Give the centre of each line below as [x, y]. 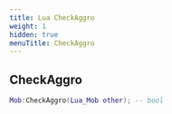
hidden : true [34, 34]
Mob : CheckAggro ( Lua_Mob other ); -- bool [87, 100]
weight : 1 [28, 26]
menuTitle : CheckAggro [52, 43]
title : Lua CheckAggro [52, 18]
